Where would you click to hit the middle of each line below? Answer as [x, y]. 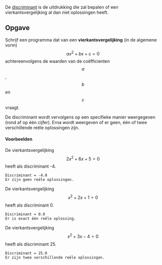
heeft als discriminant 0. [30, 205]
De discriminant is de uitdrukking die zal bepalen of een [62, 7]
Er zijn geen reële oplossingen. [40, 180]
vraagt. [12, 108]
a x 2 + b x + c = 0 [83, 53]
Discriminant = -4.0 [26, 176]
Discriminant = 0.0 [25, 214]
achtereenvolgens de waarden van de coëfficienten [58, 61]
